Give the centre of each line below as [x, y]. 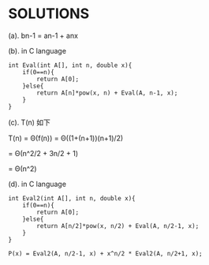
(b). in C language [37, 50]
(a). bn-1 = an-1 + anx [43, 35]
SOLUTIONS [49, 14]
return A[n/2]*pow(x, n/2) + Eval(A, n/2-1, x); [118, 226]
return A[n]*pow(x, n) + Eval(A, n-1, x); [107, 93]
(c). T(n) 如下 [30, 122]
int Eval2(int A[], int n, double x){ [72, 198]
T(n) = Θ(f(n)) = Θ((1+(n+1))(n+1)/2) [66, 138]
